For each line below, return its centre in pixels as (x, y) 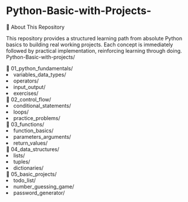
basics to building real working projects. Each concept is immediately (90, 44)
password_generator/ (39, 193)
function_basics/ (34, 131)
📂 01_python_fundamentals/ (40, 68)
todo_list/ (25, 180)
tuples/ (22, 162)
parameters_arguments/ (42, 136)
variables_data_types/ (40, 74)
